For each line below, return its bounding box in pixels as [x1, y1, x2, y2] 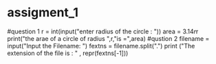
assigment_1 [7, 5, 79, 20]
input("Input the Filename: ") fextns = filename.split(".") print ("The [7, 42, 195, 50]
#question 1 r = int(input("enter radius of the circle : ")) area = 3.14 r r [7, 27, 199, 35]
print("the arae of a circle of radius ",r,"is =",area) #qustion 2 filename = [7, 34, 210, 42]
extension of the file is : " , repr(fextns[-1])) [7, 49, 129, 57]
